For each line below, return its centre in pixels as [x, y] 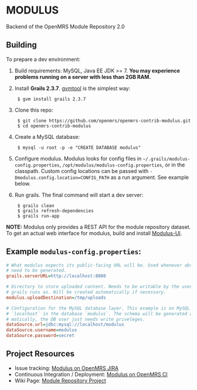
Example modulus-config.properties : [74, 251]
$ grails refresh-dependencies [55, 211]
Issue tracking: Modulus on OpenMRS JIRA [67, 368]
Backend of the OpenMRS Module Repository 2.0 [65, 26]
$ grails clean [36, 206]
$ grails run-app [38, 216]
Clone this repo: [34, 110]
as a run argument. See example [150, 177]
